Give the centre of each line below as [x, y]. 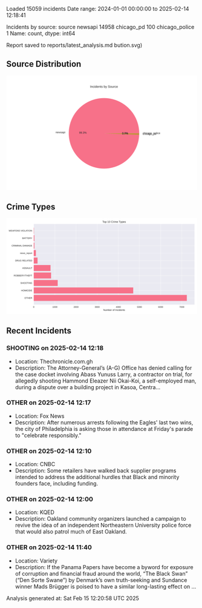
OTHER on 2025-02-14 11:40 [49, 547]
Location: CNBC [35, 464]
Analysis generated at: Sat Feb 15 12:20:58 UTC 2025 [73, 598]
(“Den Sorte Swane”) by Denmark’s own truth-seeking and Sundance [101, 580]
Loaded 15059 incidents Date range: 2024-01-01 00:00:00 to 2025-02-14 [98, 9]
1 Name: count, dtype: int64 [41, 33]
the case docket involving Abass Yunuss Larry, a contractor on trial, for [103, 374]
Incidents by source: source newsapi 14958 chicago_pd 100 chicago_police [100, 27]
